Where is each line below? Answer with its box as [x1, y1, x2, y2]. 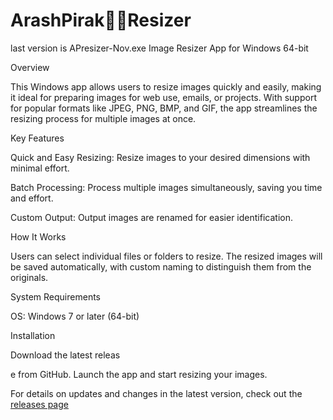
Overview [10, 61, 50, 73]
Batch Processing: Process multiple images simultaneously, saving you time [10, 181, 323, 193]
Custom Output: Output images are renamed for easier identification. [10, 211, 293, 223]
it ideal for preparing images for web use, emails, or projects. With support [10, 91, 317, 103]
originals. [10, 271, 49, 283]
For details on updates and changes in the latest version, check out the [10, 387, 303, 399]
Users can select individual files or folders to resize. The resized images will [10, 250, 323, 262]
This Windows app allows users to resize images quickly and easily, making [10, 80, 322, 93]
